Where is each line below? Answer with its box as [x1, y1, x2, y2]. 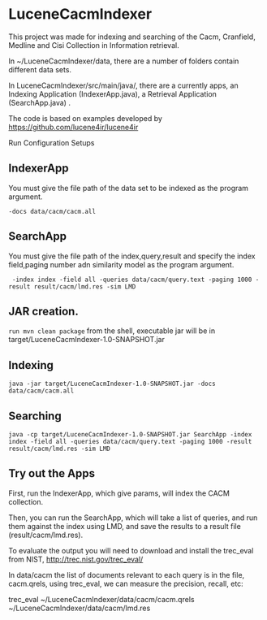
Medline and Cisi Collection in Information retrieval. [8, 40, 180, 50]
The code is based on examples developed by [8, 113, 162, 123]
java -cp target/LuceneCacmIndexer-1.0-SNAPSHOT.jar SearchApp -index [8, 431, 252, 439]
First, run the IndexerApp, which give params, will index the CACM [8, 488, 230, 498]
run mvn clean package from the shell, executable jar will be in [8, 326, 216, 336]
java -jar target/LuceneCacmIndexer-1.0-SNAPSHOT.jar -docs [8, 379, 217, 388]
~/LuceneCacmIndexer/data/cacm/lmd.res [8, 603, 151, 613]
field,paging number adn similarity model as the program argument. [8, 259, 235, 269]
